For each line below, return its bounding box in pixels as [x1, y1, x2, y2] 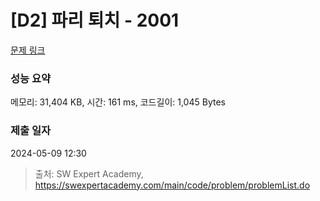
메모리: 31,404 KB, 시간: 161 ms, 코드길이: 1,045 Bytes [10, 96, 226, 108]
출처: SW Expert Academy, [34, 167, 144, 180]
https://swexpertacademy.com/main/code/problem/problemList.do [34, 179, 311, 191]
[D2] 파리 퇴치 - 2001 [10, 9, 180, 32]
